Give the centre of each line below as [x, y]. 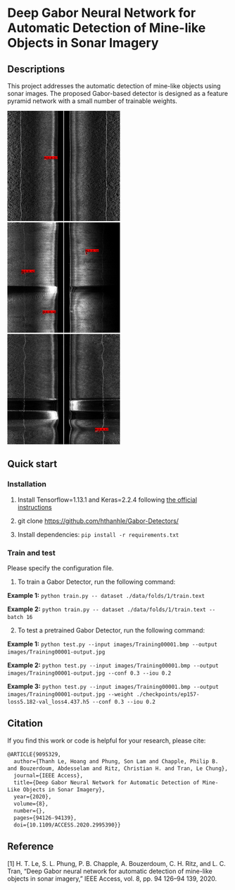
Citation [25, 724]
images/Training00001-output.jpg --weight [70, 694]
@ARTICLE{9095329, [34, 754]
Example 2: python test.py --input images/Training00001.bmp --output [113, 665]
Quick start [32, 464]
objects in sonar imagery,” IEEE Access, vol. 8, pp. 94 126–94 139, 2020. [112, 878]
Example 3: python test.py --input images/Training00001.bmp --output [113, 686]
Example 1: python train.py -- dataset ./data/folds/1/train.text [106, 595]
